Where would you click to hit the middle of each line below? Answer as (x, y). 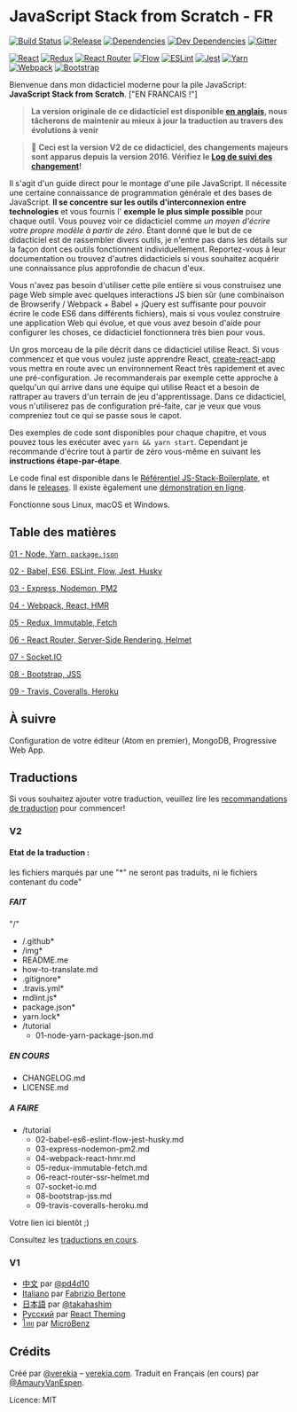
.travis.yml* (43, 988)
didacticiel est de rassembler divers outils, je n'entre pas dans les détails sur (148, 239)
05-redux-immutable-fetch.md (91, 1168)
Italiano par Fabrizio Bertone (74, 1293)
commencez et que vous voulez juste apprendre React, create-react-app (142, 359)
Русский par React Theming (74, 1314)
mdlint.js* (39, 998)
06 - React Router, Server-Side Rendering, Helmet (101, 639)
